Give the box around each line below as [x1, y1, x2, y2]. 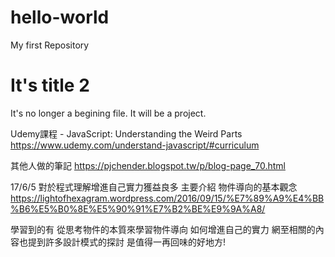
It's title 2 [10, 74, 90, 97]
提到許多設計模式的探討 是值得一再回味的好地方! [27, 236, 226, 248]
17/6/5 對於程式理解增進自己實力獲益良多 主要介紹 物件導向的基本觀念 [10, 181, 298, 193]
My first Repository [10, 39, 90, 51]
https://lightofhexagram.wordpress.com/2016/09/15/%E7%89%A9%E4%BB [10, 192, 325, 204]
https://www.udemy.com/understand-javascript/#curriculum [10, 139, 260, 151]
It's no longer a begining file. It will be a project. [10, 107, 207, 119]
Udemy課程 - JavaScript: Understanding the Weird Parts [10, 127, 243, 140]
